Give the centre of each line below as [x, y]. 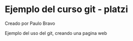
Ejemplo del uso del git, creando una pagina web [56, 33]
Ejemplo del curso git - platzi [66, 9]
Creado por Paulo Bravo [30, 23]
